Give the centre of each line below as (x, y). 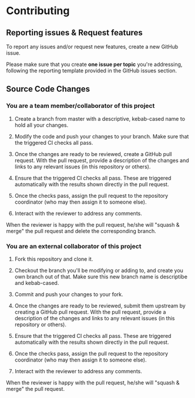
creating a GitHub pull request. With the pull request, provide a (90, 312)
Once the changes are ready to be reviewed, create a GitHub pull (93, 154)
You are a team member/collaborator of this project (80, 106)
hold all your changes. (41, 125)
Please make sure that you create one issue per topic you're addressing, (94, 64)
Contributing (38, 11)
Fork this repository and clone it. (54, 259)
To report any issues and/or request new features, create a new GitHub (92, 47)
